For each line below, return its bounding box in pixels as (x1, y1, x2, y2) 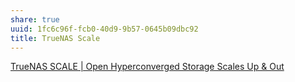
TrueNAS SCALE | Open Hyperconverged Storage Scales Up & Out (10, 61, 285, 73)
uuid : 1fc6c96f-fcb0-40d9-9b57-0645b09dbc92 (10, 24, 199, 34)
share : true (10, 14, 60, 25)
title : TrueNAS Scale (10, 33, 101, 43)
